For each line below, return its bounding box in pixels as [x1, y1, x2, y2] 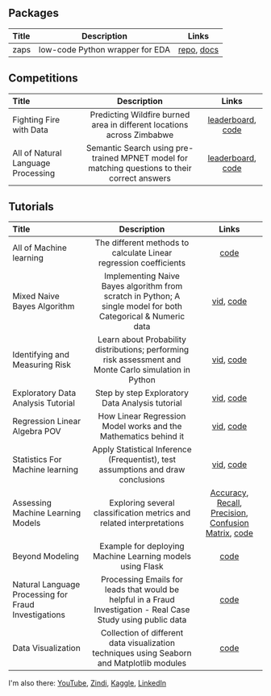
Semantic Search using [85, 142, 174, 153]
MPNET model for [120, 152, 188, 164]
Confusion [209, 518, 250, 529]
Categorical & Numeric [98, 310, 186, 322]
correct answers [108, 173, 171, 184]
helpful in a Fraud [108, 594, 175, 606]
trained [91, 152, 119, 164]
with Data [12, 124, 48, 135]
